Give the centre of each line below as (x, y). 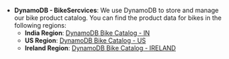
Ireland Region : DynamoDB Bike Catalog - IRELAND (100, 48)
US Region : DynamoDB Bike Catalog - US (85, 41)
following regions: (40, 25)
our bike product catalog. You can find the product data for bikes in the (118, 18)
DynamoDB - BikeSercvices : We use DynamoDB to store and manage (116, 10)
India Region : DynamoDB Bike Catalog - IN (87, 33)
